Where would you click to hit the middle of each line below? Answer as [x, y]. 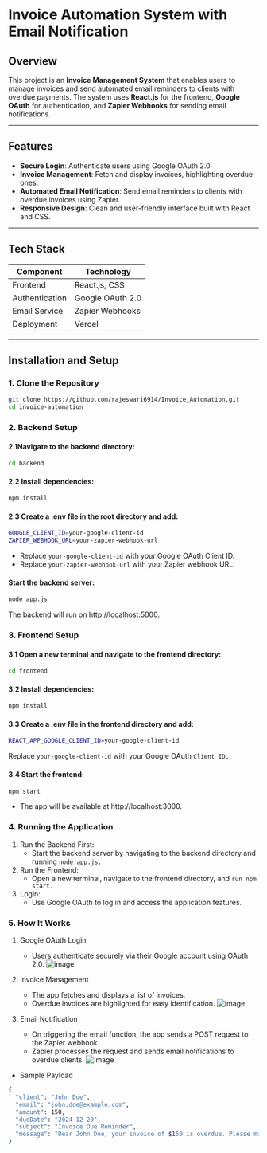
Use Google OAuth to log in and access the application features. [137, 902]
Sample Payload [46, 1075]
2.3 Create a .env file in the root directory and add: [93, 516]
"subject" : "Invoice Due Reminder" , [76, 1127]
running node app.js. [66, 861]
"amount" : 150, [41, 1112]
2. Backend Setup [43, 427]
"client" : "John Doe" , [53, 1097]
